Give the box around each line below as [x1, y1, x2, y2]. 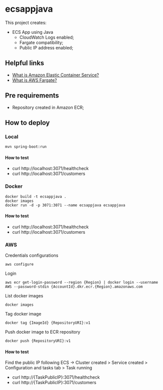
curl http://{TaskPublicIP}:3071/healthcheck [12, 374, 100, 380]
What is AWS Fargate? [12, 77, 57, 83]
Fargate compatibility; [19, 39, 63, 45]
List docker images [5, 293, 43, 299]
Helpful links [5, 59, 44, 67]
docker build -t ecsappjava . [5, 194, 67, 199]
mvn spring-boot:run [5, 145, 47, 149]
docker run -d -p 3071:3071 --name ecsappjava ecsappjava [5, 202, 125, 208]
